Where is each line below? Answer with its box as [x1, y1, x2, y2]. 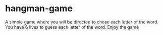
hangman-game [5, 3, 73, 14]
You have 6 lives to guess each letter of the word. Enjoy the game [5, 24, 139, 30]
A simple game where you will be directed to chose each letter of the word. [5, 19, 159, 25]
